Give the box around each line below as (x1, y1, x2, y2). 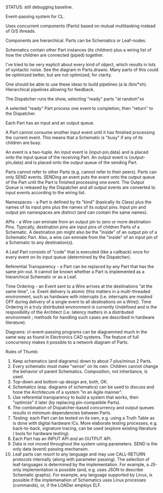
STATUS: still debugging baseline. (5, 4, 73, 10)
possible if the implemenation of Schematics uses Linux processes (12, 477, 146, 483)
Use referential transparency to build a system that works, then (12, 394, 139, 400)
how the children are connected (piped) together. (5, 52, 104, 58)
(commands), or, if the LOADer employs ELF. (12, 482, 101, 488)
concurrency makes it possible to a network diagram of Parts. (5, 339, 129, 345)
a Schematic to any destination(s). (5, 239, 74, 245)
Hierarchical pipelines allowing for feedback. (5, 87, 95, 92)
